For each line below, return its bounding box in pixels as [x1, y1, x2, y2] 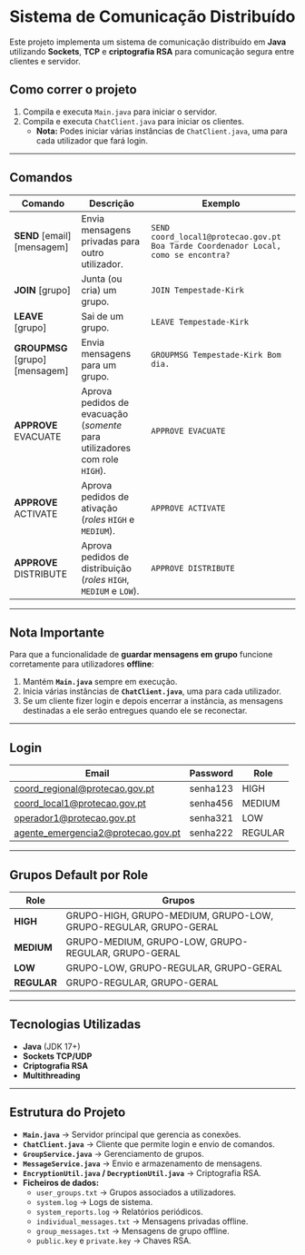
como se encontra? [151, 250, 231, 260]
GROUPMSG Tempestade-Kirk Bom [151, 350, 281, 360]
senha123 [189, 783, 234, 795]
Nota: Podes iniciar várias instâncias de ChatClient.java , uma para [35, 125, 288, 136]
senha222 [189, 826, 234, 839]
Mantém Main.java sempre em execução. [22, 677, 178, 687]
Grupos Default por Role [9, 867, 149, 883]
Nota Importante [9, 625, 105, 640]
